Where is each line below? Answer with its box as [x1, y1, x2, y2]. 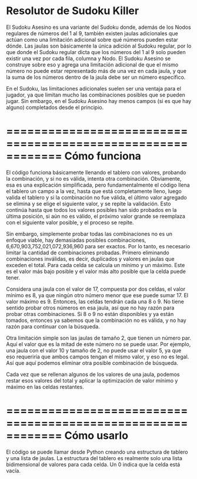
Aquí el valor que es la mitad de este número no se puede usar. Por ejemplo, [6, 340, 191, 348]
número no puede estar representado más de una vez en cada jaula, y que [6, 67, 187, 74]
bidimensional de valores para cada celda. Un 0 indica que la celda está [6, 461, 181, 468]
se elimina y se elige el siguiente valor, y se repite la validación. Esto [6, 200, 172, 207]
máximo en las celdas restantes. [6, 383, 84, 390]
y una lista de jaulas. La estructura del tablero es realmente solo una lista [6, 454, 182, 461]
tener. [6, 274, 21, 281]
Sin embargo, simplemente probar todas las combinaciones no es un [6, 230, 172, 237]
